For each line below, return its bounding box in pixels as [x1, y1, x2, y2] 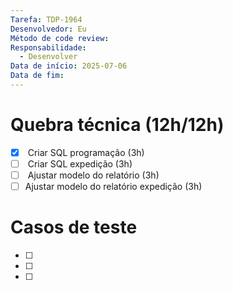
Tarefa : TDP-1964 [10, 14, 83, 25]
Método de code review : [10, 33, 110, 43]
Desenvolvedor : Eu [10, 24, 87, 34]
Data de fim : [10, 71, 65, 81]
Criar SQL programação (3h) [27, 146, 145, 158]
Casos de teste [10, 216, 138, 239]
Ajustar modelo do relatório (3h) [27, 169, 160, 181]
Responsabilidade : [10, 42, 87, 53]
